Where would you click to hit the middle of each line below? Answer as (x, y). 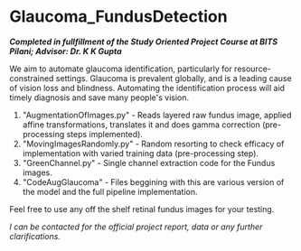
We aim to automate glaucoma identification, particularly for (121, 69)
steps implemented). (104, 134)
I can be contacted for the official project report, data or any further (136, 227)
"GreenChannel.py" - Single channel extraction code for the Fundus (149, 163)
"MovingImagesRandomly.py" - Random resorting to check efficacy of (153, 144)
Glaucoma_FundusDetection (118, 17)
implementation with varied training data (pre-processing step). (141, 153)
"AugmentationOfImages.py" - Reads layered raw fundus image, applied (157, 115)
